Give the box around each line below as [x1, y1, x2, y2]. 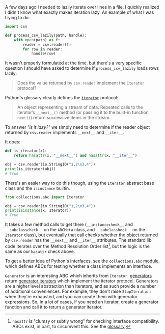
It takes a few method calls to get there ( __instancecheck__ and [5, 222, 133, 227]
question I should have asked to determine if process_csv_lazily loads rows [5, 65, 159, 71]
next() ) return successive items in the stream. [17, 115, 110, 121]
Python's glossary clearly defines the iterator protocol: [5, 95, 119, 101]
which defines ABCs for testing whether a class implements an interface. [5, 263, 152, 269]
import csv [5, 24, 27, 29]
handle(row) [31, 51, 56, 56]
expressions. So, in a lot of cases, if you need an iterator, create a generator [5, 299, 159, 305]
